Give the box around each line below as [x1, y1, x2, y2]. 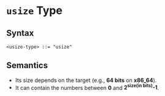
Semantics [6, 60, 48, 70]
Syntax [6, 28, 34, 38]
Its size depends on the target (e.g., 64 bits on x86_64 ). [15, 77, 157, 84]
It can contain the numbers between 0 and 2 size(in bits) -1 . [15, 83, 159, 91]
